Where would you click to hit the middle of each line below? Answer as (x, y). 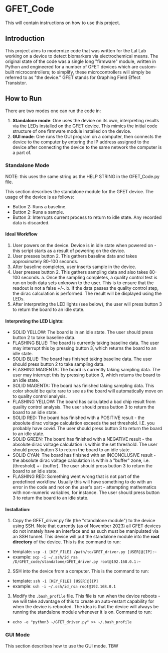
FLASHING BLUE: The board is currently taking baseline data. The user (86, 343)
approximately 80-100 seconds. (45, 262)
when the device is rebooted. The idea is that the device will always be (86, 607)
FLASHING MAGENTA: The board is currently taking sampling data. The (86, 370)
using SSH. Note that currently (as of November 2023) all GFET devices (87, 526)
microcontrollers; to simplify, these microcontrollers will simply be (83, 72)
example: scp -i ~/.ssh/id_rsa (45, 557)
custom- (148, 66)
